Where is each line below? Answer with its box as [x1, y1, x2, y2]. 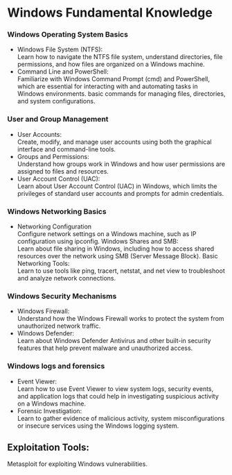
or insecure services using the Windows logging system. [17, 422, 179, 430]
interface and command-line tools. [17, 144, 116, 153]
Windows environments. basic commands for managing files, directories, [17, 90, 226, 98]
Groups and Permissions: [17, 152, 89, 160]
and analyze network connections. [17, 274, 116, 283]
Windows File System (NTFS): [17, 45, 103, 53]
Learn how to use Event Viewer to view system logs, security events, [17, 384, 214, 393]
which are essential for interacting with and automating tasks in [17, 82, 198, 91]
